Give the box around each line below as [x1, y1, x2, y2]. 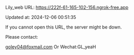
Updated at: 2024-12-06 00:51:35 [5, 14, 76, 20]
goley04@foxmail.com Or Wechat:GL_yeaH [5, 44, 96, 50]
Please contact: [5, 34, 38, 40]
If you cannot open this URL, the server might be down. [5, 24, 122, 30]
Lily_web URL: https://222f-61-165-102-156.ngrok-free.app [5, 5, 129, 10]
